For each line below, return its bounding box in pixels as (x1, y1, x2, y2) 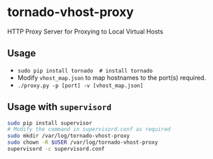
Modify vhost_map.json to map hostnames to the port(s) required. (17, 73, 207, 82)
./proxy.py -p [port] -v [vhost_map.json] (17, 82, 144, 89)
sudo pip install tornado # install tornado (17, 67, 153, 74)
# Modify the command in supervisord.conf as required (7, 126, 171, 133)
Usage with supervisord (7, 101, 112, 113)
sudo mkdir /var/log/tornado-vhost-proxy (7, 132, 130, 139)
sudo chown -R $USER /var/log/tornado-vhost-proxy (7, 139, 158, 146)
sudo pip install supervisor (7, 119, 92, 126)
